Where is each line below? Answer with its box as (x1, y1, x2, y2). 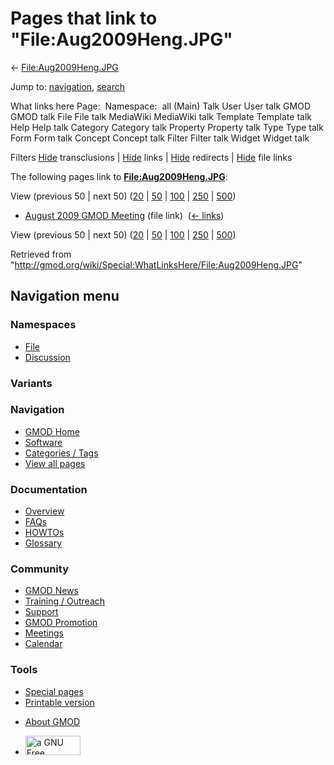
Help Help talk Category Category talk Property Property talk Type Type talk (10, 121, 324, 133)
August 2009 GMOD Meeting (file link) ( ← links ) (24, 209, 225, 221)
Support (24, 606, 59, 618)
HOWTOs (24, 527, 65, 539)
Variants (10, 376, 53, 390)
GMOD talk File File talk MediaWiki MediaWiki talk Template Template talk (10, 110, 312, 122)
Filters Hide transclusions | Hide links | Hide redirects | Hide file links (10, 151, 293, 163)
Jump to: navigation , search (10, 80, 125, 92)
